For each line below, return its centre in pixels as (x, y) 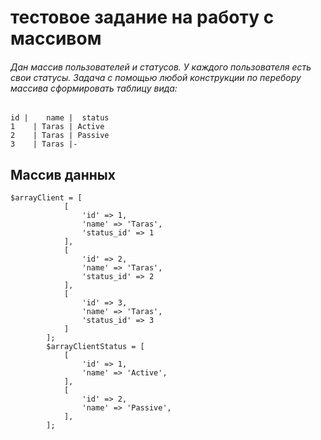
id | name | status (60, 118)
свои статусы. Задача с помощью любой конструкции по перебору (156, 77)
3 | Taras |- (44, 144)
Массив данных (63, 174)
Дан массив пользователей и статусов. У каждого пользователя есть (161, 67)
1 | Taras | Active (57, 127)
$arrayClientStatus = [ (95, 347)
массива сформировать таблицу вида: (94, 88)
